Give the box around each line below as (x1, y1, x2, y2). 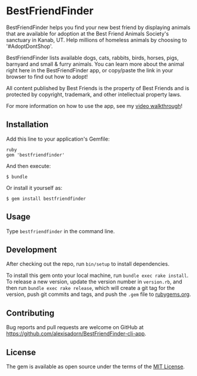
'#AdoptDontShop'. (6, 43, 53, 50)
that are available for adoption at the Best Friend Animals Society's (6, 30, 169, 37)
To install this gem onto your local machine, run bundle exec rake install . (6, 272, 189, 279)
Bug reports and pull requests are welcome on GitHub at (6, 324, 144, 331)
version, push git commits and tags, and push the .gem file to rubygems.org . (6, 291, 192, 298)
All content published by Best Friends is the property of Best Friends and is (6, 84, 190, 91)
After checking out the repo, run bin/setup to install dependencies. (6, 260, 170, 267)
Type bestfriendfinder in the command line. (6, 227, 115, 235)
